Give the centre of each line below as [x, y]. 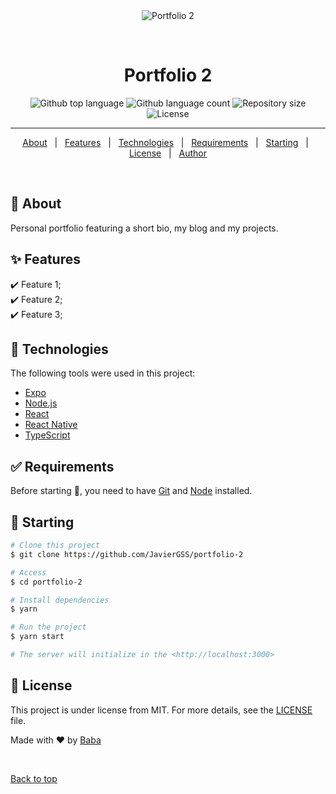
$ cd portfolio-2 [46, 582]
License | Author [168, 153]
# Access [28, 572]
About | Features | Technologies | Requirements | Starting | [165, 142]
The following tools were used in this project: [103, 373]
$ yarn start [37, 637]
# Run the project [48, 627]
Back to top [34, 778]
